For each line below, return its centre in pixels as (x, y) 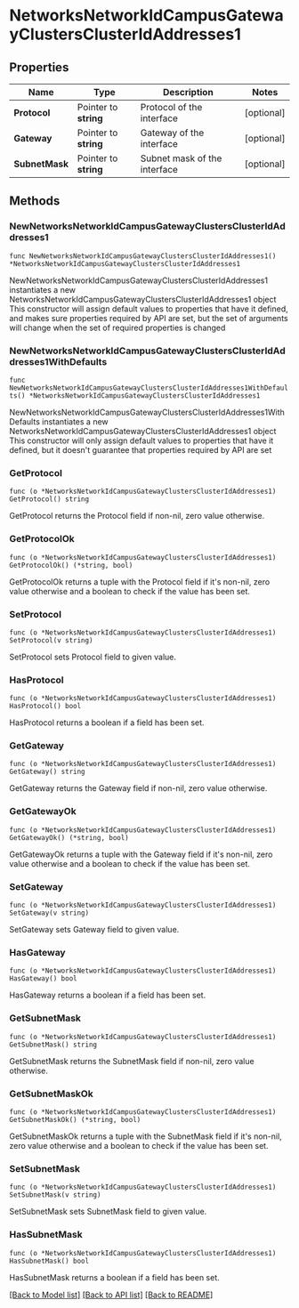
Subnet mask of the (181, 158)
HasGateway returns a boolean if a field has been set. (108, 995)
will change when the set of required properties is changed (117, 327)
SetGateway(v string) (49, 913)
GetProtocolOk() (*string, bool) (71, 565)
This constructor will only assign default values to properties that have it (141, 440)
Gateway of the (172, 133)
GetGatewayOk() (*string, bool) (69, 837)
